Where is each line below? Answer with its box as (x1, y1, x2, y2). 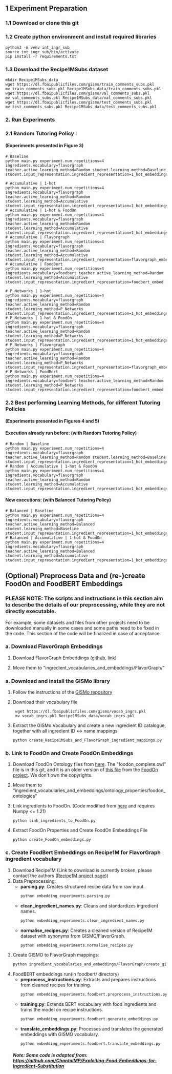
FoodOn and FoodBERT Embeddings (5, 579, 123, 589)
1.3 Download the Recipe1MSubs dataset (5, 66, 109, 73)
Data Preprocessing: (12, 878, 56, 884)
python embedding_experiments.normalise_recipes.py (20, 943, 133, 948)
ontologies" (12, 793, 37, 799)
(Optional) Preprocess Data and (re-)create (5, 572, 146, 580)
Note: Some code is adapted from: (12, 1052, 88, 1058)
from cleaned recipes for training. (20, 982, 91, 988)
